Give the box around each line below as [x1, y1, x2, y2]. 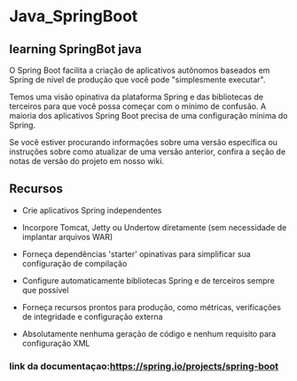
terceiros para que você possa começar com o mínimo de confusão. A [9, 101, 267, 112]
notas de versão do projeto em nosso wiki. [9, 156, 165, 166]
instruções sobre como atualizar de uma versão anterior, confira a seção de [9, 146, 286, 157]
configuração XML [21, 338, 90, 348]
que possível [21, 284, 69, 295]
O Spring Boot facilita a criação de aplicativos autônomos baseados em [9, 65, 270, 75]
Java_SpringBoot [9, 6, 138, 27]
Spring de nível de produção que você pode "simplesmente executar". [9, 74, 266, 85]
